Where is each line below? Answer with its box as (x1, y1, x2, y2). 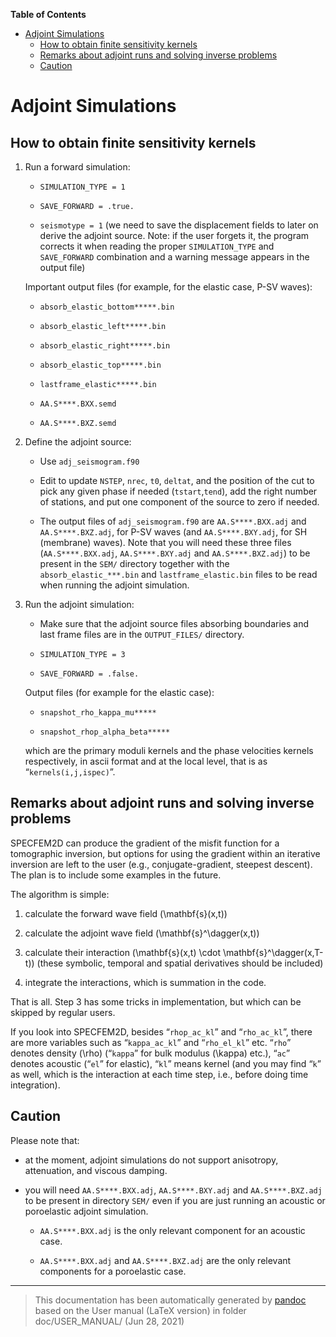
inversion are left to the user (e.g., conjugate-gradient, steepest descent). (10, 858, 313, 870)
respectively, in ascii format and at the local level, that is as (24, 755, 268, 767)
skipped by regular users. (10, 1006, 116, 1018)
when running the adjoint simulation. (39, 579, 190, 591)
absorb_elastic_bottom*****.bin (39, 302, 175, 312)
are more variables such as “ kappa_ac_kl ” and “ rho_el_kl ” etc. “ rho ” (10, 1036, 292, 1048)
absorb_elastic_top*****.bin (39, 360, 162, 370)
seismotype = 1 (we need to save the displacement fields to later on (39, 219, 319, 231)
